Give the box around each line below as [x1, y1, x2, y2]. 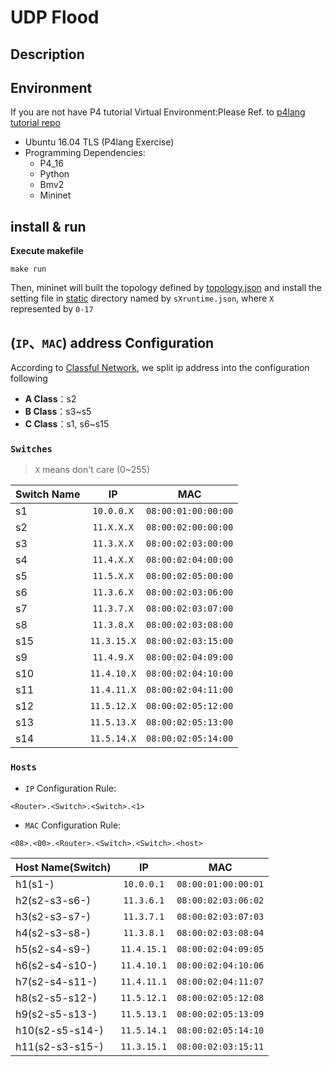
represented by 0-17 [10, 303, 94, 315]
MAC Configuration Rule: [24, 819, 122, 831]
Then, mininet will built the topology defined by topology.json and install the [10, 282, 323, 294]
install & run [10, 218, 87, 235]
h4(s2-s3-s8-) [15, 926, 91, 940]
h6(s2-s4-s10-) [15, 958, 98, 972]
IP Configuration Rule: [24, 782, 117, 794]
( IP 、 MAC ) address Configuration [10, 334, 215, 351]
